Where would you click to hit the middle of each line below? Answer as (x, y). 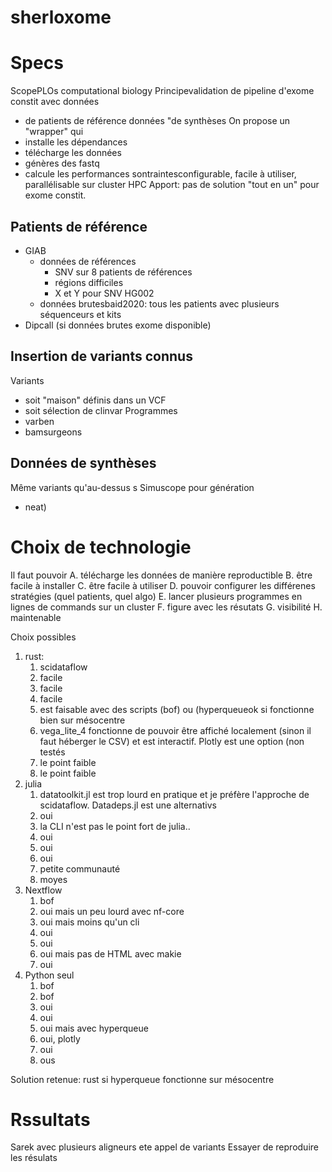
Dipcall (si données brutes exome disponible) (118, 325)
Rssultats (50, 1119)
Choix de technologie (101, 547)
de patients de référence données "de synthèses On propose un (157, 121)
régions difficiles (89, 282)
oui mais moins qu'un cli (89, 922)
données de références (88, 261)
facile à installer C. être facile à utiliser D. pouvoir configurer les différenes (163, 585)
